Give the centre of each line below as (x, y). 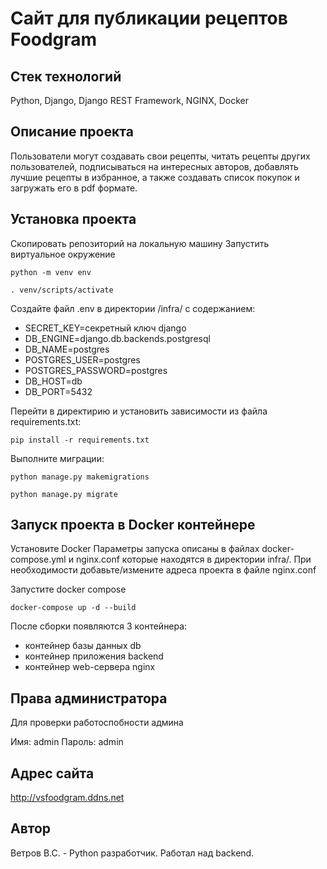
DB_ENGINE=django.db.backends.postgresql (117, 338)
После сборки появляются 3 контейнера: (99, 626)
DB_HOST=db (53, 381)
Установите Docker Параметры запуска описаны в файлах (135, 549)
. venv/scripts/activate (62, 290)
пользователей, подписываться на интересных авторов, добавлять (154, 166)
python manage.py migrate (64, 494)
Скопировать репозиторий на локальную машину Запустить (140, 243)
